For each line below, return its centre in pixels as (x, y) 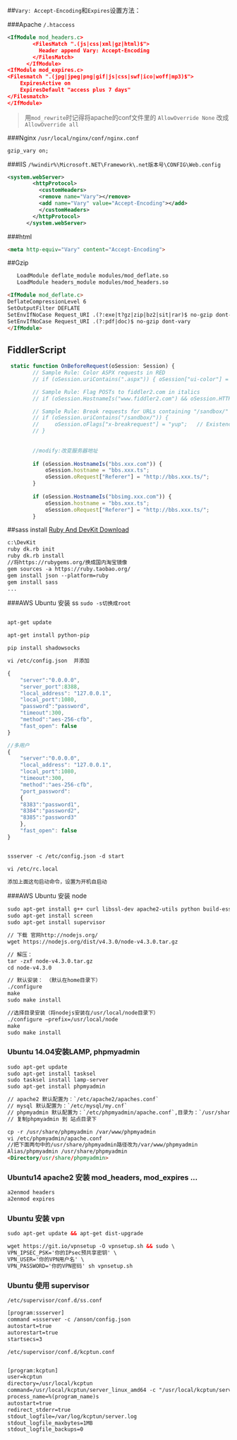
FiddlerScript (37, 350)
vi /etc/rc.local (33, 869)
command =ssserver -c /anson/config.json (69, 1319)
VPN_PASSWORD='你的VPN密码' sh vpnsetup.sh (70, 1266)
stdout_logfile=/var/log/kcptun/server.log (72, 1416)
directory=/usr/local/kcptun (50, 1384)
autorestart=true (33, 1333)
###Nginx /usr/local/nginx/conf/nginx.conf (73, 138)
